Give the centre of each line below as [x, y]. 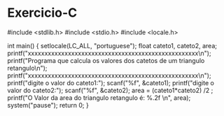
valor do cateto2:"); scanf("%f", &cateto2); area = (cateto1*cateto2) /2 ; [110, 90]
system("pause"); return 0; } [48, 105]
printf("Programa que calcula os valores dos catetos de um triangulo [106, 60]
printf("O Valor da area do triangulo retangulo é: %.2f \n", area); [99, 97]
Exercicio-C [42, 13]
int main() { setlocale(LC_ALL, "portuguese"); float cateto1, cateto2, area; [112, 45]
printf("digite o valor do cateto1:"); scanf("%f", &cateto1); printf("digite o [111, 82]
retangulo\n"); [27, 68]
